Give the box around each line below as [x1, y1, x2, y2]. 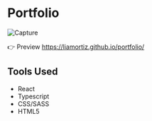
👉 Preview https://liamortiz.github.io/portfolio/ [7, 42, 145, 51]
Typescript [17, 92, 50, 100]
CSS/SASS [17, 99, 50, 108]
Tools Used [7, 66, 58, 78]
